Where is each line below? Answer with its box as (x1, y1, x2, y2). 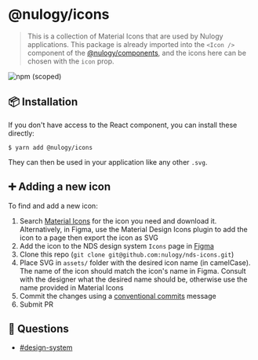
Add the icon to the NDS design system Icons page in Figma (19, 241, 214, 250)
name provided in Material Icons (19, 282, 124, 292)
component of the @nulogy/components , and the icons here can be (27, 48, 247, 57)
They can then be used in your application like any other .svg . (8, 157, 208, 166)
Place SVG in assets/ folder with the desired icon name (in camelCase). (19, 257, 251, 267)
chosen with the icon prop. (27, 56, 115, 66)
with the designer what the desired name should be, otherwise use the (19, 275, 248, 284)
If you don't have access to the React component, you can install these (8, 120, 238, 129)
